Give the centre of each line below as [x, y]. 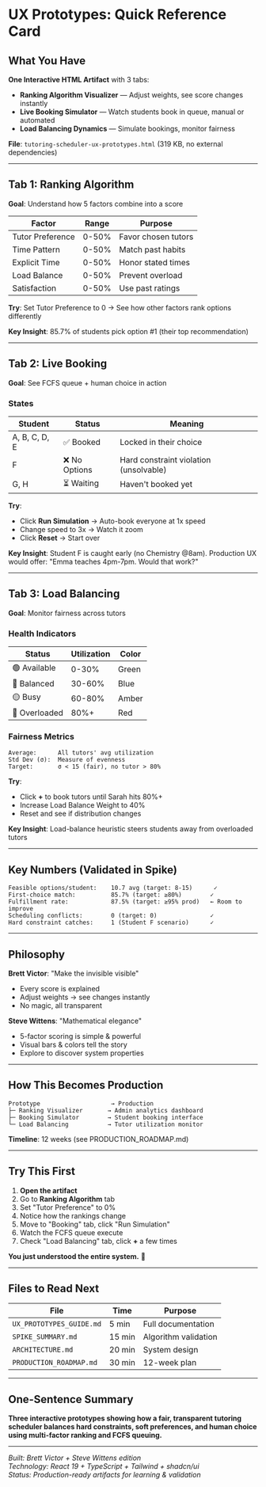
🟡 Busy [27, 697]
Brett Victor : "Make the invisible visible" [74, 973]
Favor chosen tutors [156, 237]
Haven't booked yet [156, 485]
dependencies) [33, 152]
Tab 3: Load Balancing [64, 594]
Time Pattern [36, 249]
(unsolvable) [143, 470]
